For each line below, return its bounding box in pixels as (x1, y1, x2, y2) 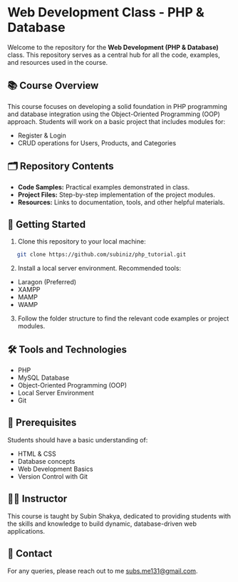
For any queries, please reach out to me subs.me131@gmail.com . (7, 566, 198, 575)
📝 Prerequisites (7, 417, 77, 429)
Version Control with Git (17, 472, 88, 481)
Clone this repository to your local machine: (17, 237, 146, 246)
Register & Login (17, 131, 66, 140)
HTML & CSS (17, 450, 56, 458)
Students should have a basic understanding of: (7, 435, 148, 444)
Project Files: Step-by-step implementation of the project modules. (17, 190, 215, 199)
